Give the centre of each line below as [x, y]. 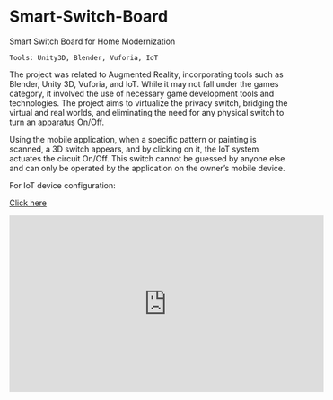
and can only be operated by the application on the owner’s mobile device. [147, 168]
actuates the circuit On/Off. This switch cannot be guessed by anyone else [147, 158]
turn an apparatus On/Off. [57, 122]
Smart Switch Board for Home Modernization [92, 41]
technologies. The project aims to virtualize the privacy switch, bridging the [149, 103]
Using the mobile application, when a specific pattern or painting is [133, 139]
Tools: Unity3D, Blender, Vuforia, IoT [84, 57]
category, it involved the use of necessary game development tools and [142, 93]
